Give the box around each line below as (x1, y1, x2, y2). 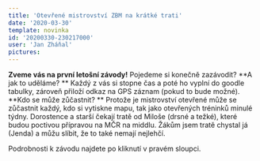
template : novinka (8, 26, 69, 34)
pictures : (8, 48, 41, 56)
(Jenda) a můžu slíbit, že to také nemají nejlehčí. (8, 129, 166, 138)
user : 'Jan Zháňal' (8, 41, 73, 49)
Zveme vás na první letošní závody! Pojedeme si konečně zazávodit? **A (8, 70, 253, 79)
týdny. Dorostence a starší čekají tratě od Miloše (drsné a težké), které (8, 112, 238, 121)
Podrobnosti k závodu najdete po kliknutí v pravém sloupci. (8, 144, 201, 153)
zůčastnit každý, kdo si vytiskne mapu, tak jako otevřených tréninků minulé (8, 103, 253, 113)
